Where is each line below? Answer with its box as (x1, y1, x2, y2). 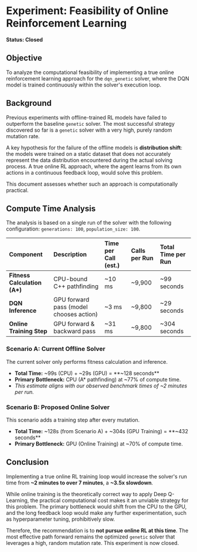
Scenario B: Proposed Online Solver (6, 403, 110, 411)
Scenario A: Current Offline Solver (6, 345, 106, 353)
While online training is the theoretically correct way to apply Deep (6, 490, 167, 497)
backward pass (53, 327, 96, 336)
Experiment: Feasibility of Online (6, 4, 169, 18)
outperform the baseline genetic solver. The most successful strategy (6, 120, 175, 127)
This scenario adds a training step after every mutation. (6, 416, 140, 423)
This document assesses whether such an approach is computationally (6, 180, 178, 188)
